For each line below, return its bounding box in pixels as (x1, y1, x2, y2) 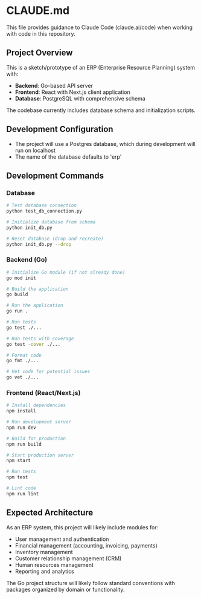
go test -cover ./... (6, 341, 61, 347)
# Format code (6, 352, 42, 358)
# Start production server (6, 452, 74, 458)
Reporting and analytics (14, 568, 74, 575)
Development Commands (6, 170, 104, 180)
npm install (6, 408, 36, 414)
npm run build (6, 441, 42, 447)
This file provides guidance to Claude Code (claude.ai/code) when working (6, 24, 193, 31)
